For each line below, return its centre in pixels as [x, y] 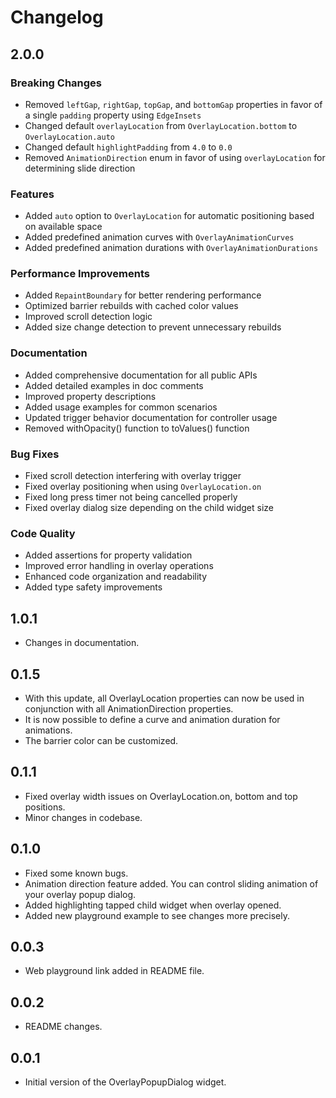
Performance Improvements [80, 274]
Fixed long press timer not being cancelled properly [131, 497]
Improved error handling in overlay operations [119, 566]
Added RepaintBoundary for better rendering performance [143, 295]
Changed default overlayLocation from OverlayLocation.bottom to [161, 125]
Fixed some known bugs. [76, 873]
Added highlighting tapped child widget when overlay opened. [153, 905]
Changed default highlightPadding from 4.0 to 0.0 [128, 147]
